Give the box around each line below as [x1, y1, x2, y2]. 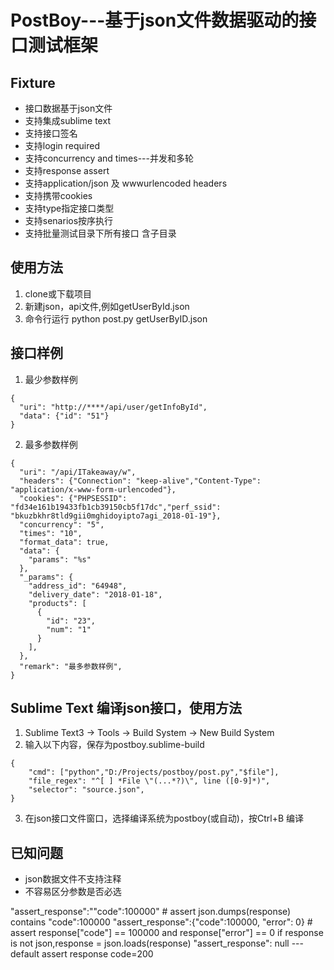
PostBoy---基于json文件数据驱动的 [10, 9, 300, 32]
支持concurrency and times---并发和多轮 [24, 152, 194, 164]
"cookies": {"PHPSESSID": [19, 493, 128, 503]
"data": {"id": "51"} [19, 411, 110, 421]
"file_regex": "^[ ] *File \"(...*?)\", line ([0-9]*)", [28, 776, 271, 786]
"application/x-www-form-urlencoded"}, [10, 484, 177, 495]
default [10, 948, 40, 960]
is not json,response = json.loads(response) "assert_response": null [10, 937, 290, 950]
